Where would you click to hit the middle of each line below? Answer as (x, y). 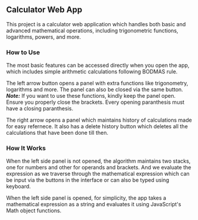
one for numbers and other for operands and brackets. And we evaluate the (99, 168)
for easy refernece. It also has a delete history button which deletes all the (97, 126)
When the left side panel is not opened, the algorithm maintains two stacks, (98, 161)
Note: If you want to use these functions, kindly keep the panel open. (91, 96)
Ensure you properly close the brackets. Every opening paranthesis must (95, 102)
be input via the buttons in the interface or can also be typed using (88, 180)
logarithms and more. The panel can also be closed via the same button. (95, 89)
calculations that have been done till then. (57, 133)
